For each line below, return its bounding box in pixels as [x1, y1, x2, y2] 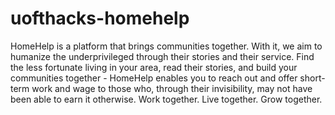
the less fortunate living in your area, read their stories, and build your [10, 61, 298, 73]
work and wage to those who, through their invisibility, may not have [31, 82, 313, 94]
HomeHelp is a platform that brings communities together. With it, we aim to [10, 40, 323, 52]
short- [299, 72, 326, 84]
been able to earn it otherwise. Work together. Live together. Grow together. [10, 93, 323, 105]
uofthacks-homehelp [10, 7, 190, 30]
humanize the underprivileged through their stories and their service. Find [10, 50, 315, 62]
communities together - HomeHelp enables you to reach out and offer [10, 72, 298, 84]
